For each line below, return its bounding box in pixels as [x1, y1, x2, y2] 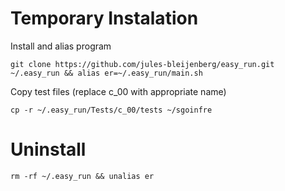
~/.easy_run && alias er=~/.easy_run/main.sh [10, 68, 203, 78]
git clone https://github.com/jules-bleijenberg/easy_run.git [10, 59, 275, 69]
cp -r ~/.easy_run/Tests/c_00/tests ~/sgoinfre [10, 105, 213, 115]
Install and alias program [10, 40, 112, 52]
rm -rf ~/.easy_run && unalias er [10, 171, 155, 181]
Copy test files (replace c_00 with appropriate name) [10, 85, 227, 97]
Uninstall [10, 138, 87, 161]
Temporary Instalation [10, 7, 199, 30]
